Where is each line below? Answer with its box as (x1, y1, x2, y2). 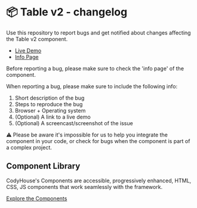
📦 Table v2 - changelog (6, 5, 128, 19)
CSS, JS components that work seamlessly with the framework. (6, 183, 163, 190)
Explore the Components (6, 195, 67, 202)
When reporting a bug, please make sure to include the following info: (6, 82, 178, 90)
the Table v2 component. (6, 35, 68, 42)
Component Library (6, 161, 81, 171)
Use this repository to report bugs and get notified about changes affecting (6, 29, 191, 36)
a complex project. (6, 144, 53, 151)
